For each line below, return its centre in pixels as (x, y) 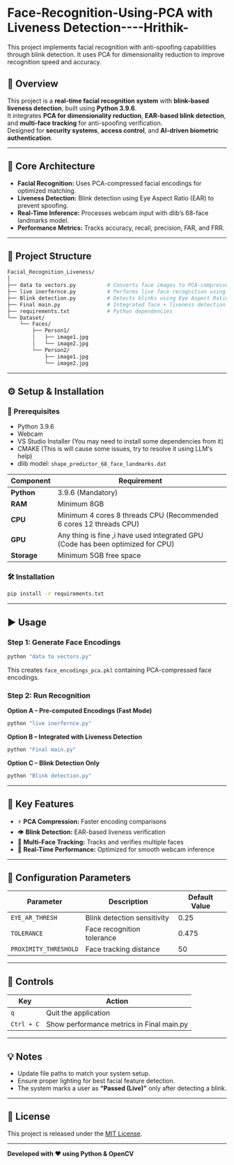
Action (117, 1002)
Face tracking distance (123, 949)
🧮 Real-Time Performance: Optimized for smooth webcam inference (116, 849)
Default (201, 897)
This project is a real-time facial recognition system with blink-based (108, 101)
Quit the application (78, 1013)
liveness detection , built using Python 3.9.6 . (72, 108)
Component (31, 481)
